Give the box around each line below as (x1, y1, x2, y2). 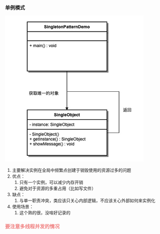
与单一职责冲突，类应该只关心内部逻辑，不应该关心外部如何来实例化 (19, 198, 156, 203)
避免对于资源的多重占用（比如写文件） (19, 185, 96, 191)
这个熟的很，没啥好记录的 (19, 210, 71, 216)
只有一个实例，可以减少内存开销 (19, 180, 83, 185)
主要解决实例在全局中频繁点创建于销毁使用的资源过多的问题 (12, 167, 131, 173)
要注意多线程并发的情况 (5, 223, 60, 230)
